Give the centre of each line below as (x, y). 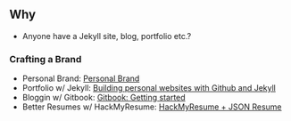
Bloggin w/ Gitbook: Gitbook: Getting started (104, 98)
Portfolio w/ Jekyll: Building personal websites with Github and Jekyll (149, 88)
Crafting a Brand (46, 59)
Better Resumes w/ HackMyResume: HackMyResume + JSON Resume (152, 107)
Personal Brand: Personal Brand (81, 78)
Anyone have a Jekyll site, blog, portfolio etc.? (107, 36)
